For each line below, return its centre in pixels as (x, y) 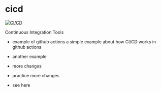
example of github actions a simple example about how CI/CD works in (84, 42)
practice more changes (36, 75)
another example (29, 56)
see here (21, 85)
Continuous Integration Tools (34, 32)
